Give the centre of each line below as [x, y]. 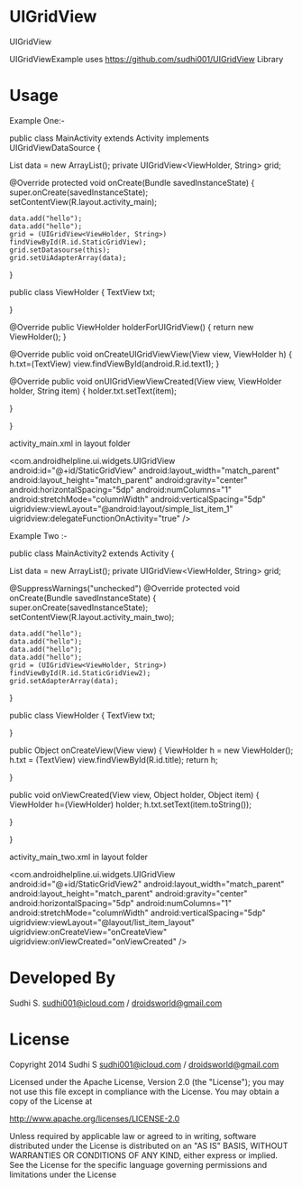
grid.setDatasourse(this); [60, 250]
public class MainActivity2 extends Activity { [92, 553]
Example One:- [37, 120]
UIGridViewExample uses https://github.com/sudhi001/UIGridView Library [146, 59]
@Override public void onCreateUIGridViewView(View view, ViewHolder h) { [151, 354]
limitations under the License [63, 1174]
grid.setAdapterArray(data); [64, 681]
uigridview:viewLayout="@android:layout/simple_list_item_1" [121, 508]
